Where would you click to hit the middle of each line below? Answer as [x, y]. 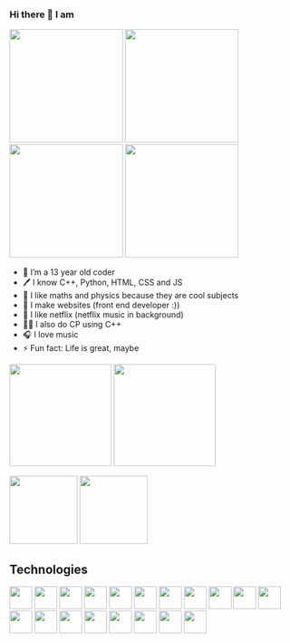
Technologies [49, 569]
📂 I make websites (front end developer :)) [101, 305]
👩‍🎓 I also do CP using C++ [72, 325]
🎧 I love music [50, 335]
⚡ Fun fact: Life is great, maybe [81, 348]
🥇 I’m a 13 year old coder [68, 272]
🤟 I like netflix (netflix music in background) [103, 315]
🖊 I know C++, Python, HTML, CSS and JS [102, 283]
